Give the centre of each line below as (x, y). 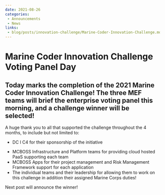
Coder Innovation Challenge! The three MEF (73, 93)
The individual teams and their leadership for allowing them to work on (83, 172)
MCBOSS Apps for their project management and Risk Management (81, 162)
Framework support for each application (53, 167)
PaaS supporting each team (40, 157)
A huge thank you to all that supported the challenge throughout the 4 (76, 127)
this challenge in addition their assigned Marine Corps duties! (74, 178)
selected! (20, 116)
